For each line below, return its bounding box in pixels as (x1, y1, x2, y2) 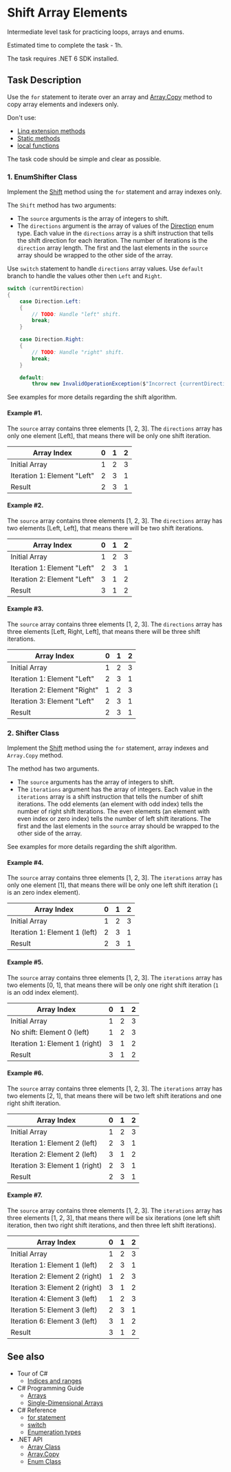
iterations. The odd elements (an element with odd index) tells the (16, 800, 203, 808)
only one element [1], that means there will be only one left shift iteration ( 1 (7, 881, 219, 889)
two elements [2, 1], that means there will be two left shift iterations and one (7, 1091, 222, 1100)
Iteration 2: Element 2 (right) (10, 1271, 102, 1281)
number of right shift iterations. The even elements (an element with (16, 807, 210, 815)
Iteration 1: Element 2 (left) (10, 1138, 98, 1148)
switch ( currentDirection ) (7, 285, 85, 292)
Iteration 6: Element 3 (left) (10, 1316, 98, 1326)
